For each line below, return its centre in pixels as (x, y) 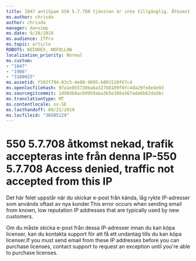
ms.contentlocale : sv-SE (36, 104)
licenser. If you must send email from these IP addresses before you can (93, 240)
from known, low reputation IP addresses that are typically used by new (93, 210)
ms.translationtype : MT (35, 99)
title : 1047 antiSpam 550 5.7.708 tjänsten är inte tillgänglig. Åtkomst (98, 11)
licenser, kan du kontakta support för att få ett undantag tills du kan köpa (94, 234)
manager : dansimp (27, 28)
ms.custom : (19, 60)
